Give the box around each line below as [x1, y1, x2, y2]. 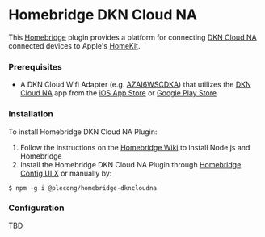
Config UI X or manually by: [19, 168, 112, 178]
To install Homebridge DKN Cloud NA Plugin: [8, 127, 158, 137]
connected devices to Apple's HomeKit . [8, 40, 141, 50]
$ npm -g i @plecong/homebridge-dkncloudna [8, 184, 158, 192]
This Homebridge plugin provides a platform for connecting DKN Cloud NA [8, 32, 257, 42]
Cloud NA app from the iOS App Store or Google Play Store [19, 88, 217, 98]
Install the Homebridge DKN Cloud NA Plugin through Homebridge [19, 159, 242, 169]
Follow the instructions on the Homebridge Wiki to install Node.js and [19, 142, 250, 152]
